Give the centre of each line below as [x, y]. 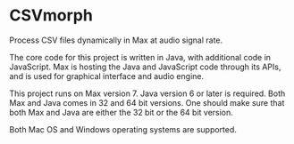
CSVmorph [51, 16]
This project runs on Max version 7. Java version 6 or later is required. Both [147, 93]
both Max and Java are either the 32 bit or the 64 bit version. [122, 112]
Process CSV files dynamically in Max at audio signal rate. [116, 40]
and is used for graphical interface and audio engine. [106, 76]
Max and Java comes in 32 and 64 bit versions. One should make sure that [147, 102]
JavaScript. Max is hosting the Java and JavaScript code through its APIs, [145, 67]
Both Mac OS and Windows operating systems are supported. [123, 129]
